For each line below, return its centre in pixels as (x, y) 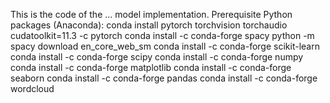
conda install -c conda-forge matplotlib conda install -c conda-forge (151, 67)
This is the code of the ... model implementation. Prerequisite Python (151, 14)
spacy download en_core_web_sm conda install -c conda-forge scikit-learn (165, 46)
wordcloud (32, 88)
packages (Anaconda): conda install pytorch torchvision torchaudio (149, 25)
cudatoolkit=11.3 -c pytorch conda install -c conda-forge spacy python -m (162, 35)
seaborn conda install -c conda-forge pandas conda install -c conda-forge (164, 78)
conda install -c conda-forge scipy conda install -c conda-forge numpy (157, 57)
